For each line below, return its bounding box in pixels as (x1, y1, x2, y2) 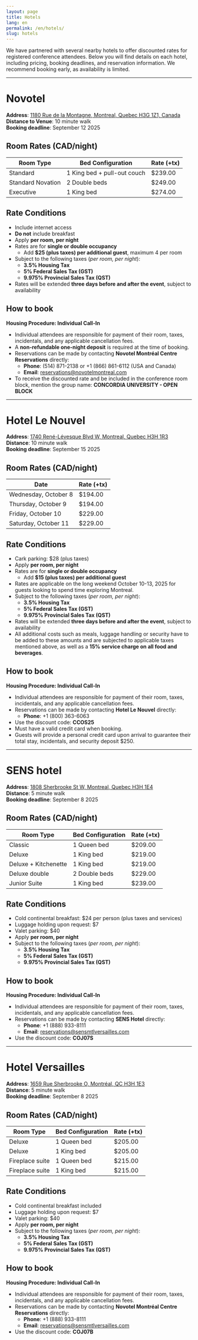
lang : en (6, 20, 28, 25)
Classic (9, 840, 29, 849)
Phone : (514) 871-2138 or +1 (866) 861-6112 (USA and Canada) (23, 362, 177, 370)
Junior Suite (9, 879, 42, 887)
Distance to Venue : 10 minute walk (6, 118, 91, 125)
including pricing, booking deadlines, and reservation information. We (6, 60, 176, 67)
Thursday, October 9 (9, 500, 67, 509)
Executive (9, 187, 37, 196)
